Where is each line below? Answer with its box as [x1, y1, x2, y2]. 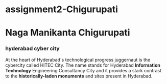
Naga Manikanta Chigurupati [5, 27, 130, 39]
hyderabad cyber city [5, 45, 60, 52]
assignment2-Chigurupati [5, 4, 118, 15]
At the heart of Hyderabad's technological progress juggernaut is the [5, 57, 151, 63]
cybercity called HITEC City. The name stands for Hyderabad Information [5, 62, 161, 68]
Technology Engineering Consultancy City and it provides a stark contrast [5, 67, 162, 73]
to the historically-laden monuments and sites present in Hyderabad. [5, 73, 153, 79]
